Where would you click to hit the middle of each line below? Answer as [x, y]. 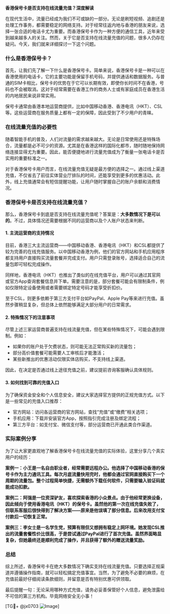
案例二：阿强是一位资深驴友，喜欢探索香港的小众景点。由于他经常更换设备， [85, 498]
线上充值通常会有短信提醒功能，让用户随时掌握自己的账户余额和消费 [85, 181]
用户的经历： [18, 457]
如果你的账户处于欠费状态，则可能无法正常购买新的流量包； [75, 347]
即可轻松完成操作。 [34, 264]
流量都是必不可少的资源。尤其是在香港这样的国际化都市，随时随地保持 [87, 145]
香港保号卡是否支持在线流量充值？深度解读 [50, 8]
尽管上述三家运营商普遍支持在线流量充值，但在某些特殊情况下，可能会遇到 [83, 330]
